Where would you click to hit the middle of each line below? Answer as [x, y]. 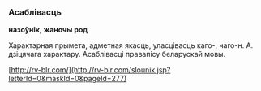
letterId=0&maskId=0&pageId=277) [68, 79]
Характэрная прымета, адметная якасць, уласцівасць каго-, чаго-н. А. [131, 45]
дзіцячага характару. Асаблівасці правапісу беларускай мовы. [117, 54]
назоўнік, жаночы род [48, 30]
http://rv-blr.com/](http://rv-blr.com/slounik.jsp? [91, 70]
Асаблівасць [35, 12]
